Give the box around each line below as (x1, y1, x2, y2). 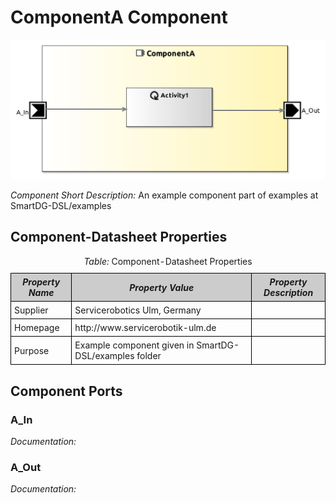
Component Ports (10, 382, 123, 400)
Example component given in (74, 339, 195, 351)
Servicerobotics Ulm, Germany (74, 304, 202, 316)
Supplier (14, 304, 49, 316)
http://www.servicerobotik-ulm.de (74, 322, 217, 334)
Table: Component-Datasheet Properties (83, 255, 253, 267)
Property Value (129, 281, 195, 293)
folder (136, 350, 162, 362)
